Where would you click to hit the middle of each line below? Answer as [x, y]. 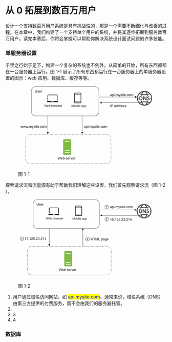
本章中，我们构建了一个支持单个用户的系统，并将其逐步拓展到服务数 [90, 32]
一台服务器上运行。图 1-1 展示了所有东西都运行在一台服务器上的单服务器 [85, 72]
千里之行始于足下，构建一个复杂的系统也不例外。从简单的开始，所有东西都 [84, 65]
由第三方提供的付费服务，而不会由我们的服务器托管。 [69, 303]
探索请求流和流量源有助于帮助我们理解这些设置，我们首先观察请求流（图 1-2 [85, 185]
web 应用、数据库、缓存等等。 [60, 78]
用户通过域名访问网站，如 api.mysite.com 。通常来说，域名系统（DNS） [88, 297]
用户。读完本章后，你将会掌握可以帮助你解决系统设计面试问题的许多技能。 [88, 38]
